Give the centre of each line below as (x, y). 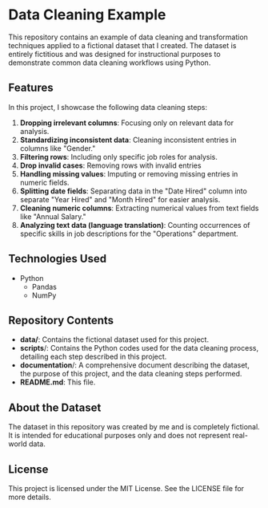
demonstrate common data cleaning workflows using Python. (110, 63)
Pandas (44, 287)
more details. (30, 497)
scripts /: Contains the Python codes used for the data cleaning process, (139, 348)
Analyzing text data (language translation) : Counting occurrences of (135, 225)
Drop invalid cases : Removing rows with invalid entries (110, 165)
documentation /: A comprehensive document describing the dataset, (134, 365)
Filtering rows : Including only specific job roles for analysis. (118, 156)
